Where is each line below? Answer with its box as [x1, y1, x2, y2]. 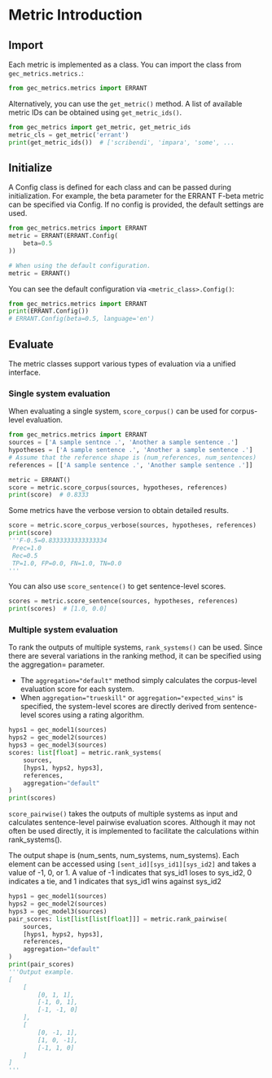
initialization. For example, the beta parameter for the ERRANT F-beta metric [8, 191, 265, 201]
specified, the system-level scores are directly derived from [20, 702, 222, 712]
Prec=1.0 [11, 544, 42, 552]
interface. [8, 368, 41, 377]
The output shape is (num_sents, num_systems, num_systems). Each [8, 851, 239, 861]
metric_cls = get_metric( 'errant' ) [8, 130, 129, 139]
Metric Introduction [8, 6, 143, 24]
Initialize [8, 160, 53, 174]
